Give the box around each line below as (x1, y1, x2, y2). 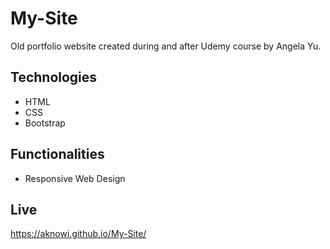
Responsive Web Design (24, 172, 126, 184)
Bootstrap (24, 117, 66, 129)
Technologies (10, 69, 98, 86)
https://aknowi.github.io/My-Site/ (10, 228, 147, 240)
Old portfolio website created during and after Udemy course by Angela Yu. (10, 40, 322, 52)
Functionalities (10, 146, 105, 163)
